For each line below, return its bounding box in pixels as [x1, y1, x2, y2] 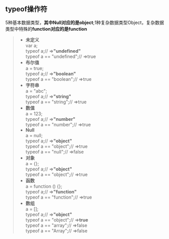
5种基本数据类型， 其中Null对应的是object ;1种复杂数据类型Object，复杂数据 [5, 19, 164, 26]
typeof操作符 [5, 5, 48, 14]
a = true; [25, 65, 44, 71]
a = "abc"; [25, 88, 48, 94]
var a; [25, 42, 38, 49]
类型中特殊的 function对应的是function [5, 26, 87, 32]
